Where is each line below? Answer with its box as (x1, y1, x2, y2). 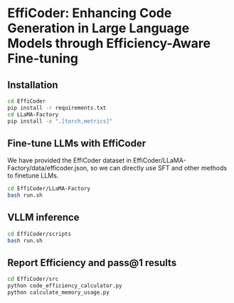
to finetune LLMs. (7, 171, 59, 180)
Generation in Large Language (7, 20, 190, 36)
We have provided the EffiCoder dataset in (7, 156, 132, 165)
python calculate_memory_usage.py (7, 289, 110, 297)
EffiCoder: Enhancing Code (7, 5, 172, 21)
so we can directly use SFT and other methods (90, 164, 228, 173)
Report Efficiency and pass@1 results (7, 257, 177, 269)
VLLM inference (7, 212, 80, 224)
